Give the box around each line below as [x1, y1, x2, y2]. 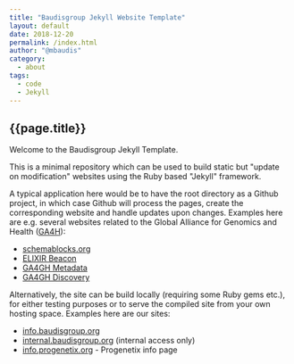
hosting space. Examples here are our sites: [9, 309, 171, 319]
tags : [9, 71, 29, 80]
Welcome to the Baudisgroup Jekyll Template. [9, 145, 179, 155]
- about [17, 63, 46, 72]
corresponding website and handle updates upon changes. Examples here [9, 207, 283, 219]
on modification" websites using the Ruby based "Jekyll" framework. [9, 171, 262, 182]
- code [17, 79, 42, 88]
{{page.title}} [9, 120, 87, 136]
